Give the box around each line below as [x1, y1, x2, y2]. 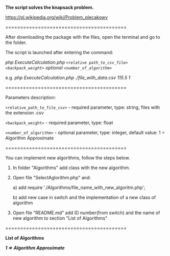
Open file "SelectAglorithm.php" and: [12, 175, 91, 180]
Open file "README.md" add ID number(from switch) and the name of [12, 210, 160, 216]
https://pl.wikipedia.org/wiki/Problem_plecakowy [5, 14, 108, 20]
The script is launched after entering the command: [5, 50, 113, 55]
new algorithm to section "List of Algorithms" [12, 215, 108, 221]
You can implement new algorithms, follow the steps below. [5, 155, 130, 160]
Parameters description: [5, 95, 56, 100]
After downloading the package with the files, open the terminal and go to [5, 34, 160, 40]
